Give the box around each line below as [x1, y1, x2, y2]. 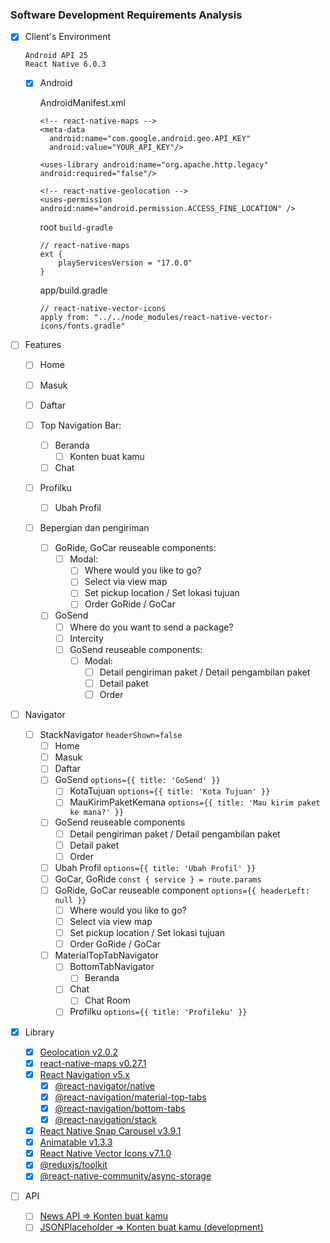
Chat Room [84, 994, 131, 1007]
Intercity [69, 632, 104, 644]
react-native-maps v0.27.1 [39, 1057, 147, 1069]
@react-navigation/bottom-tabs [54, 1102, 186, 1114]
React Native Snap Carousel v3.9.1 [39, 1125, 182, 1137]
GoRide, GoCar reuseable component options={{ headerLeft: [54, 884, 310, 896]
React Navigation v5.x [39, 1068, 131, 1080]
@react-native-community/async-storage [39, 1170, 212, 1182]
